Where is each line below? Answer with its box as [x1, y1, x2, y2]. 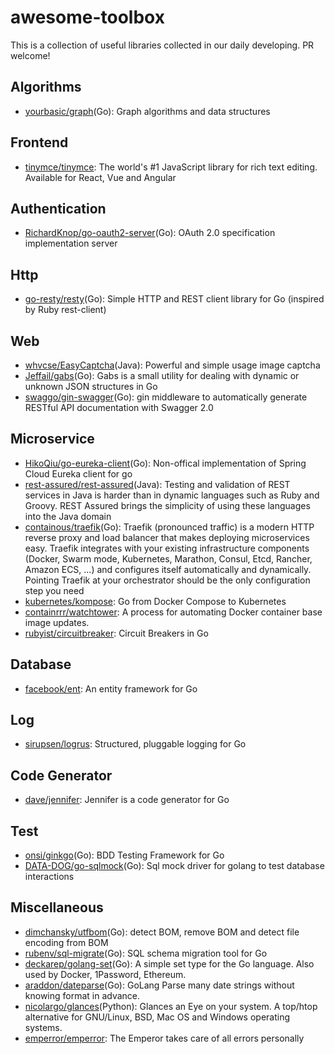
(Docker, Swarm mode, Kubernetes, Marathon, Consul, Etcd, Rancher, [24, 552, 313, 565]
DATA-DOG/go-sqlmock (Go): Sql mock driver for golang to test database [24, 860, 325, 872]
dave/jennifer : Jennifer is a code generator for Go [24, 794, 230, 806]
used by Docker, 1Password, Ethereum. [24, 968, 187, 980]
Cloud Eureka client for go [24, 467, 133, 480]
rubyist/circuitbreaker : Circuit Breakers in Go [24, 627, 209, 639]
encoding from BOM [24, 936, 109, 948]
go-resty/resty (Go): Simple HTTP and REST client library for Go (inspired [24, 293, 325, 305]
